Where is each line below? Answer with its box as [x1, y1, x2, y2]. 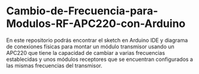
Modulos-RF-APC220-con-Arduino [6, 17, 186, 30]
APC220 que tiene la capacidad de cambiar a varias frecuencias [6, 49, 165, 56]
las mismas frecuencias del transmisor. [6, 61, 103, 69]
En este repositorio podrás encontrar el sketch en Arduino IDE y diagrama [6, 36, 188, 44]
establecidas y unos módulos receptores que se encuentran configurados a [6, 55, 194, 63]
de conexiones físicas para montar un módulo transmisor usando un [6, 43, 175, 50]
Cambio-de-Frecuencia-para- [6, 4, 158, 18]
